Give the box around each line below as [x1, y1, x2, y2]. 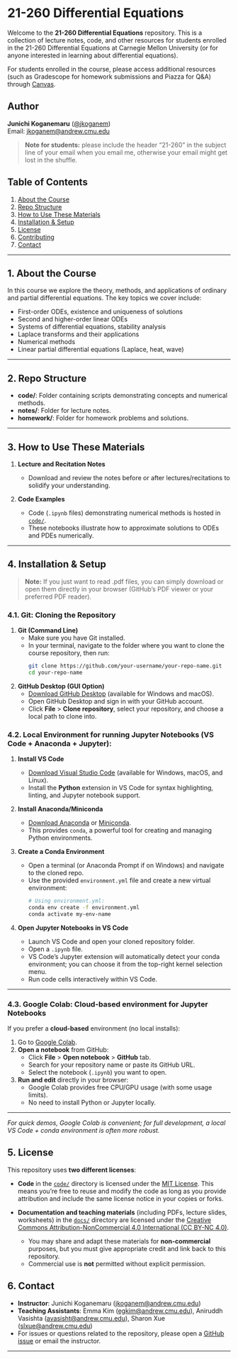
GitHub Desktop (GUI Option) [17, 682, 105, 690]
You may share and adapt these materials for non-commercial [28, 1236, 211, 1246]
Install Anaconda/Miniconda [17, 805, 103, 814]
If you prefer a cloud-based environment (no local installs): [7, 1024, 181, 1033]
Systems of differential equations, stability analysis [17, 323, 166, 331]
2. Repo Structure [7, 372, 87, 384]
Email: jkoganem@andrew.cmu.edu [7, 126, 110, 135]
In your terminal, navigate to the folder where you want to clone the [28, 641, 225, 650]
